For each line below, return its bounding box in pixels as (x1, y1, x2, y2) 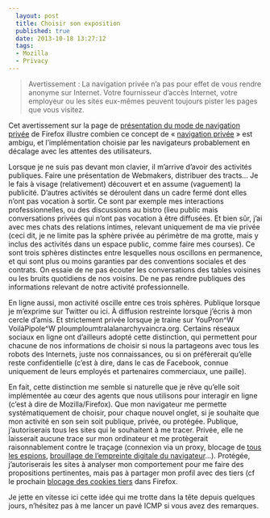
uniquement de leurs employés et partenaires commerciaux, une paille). (8, 366, 247, 376)
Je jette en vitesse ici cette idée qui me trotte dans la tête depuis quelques (8, 492, 255, 502)
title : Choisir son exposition (15, 19, 121, 27)
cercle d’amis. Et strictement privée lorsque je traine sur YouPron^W (8, 314, 235, 324)
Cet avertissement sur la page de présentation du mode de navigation (8, 120, 240, 130)
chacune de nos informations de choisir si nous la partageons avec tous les (8, 340, 260, 350)
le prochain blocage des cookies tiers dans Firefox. (8, 476, 178, 486)
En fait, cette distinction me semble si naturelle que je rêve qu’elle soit (8, 381, 240, 392)
